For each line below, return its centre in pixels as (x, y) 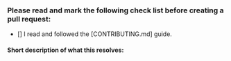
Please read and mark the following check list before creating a (115, 10)
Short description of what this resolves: (66, 50)
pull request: (29, 19)
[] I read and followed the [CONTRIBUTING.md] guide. (94, 34)
